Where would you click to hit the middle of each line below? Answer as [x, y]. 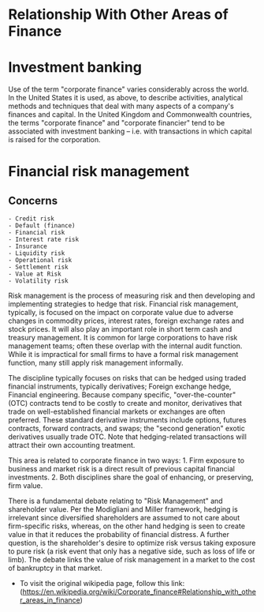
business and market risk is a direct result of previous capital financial [121, 469]
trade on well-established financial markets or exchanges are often [117, 411]
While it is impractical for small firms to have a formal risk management [123, 355]
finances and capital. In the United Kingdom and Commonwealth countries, [130, 115]
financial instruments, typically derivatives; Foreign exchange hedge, [120, 387]
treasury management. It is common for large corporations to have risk [123, 338]
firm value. [26, 486]
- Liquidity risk [37, 253]
